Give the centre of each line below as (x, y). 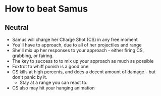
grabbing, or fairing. (33, 56)
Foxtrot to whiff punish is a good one (50, 66)
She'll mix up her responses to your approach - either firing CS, (78, 50)
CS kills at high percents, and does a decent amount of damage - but (84, 72)
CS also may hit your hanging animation (53, 88)
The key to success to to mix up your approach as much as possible (83, 61)
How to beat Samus (46, 9)
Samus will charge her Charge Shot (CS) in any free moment (75, 39)
